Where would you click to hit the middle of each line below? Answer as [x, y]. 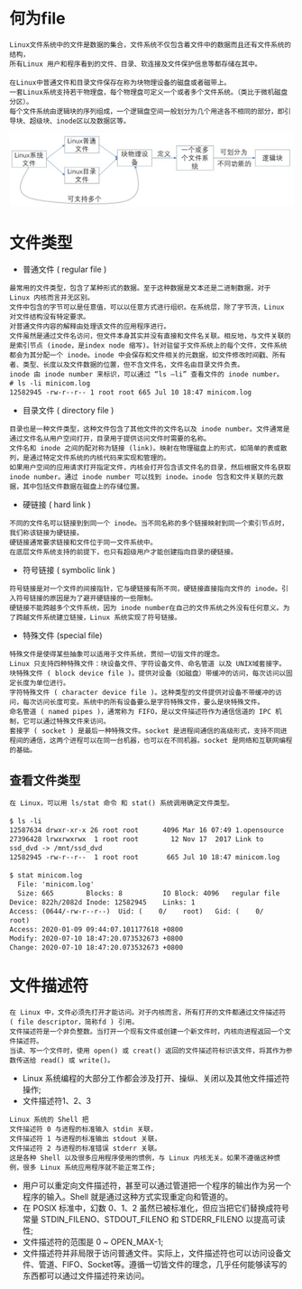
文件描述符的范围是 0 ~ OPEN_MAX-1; [93, 1242]
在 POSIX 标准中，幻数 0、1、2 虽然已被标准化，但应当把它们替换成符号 [156, 1208]
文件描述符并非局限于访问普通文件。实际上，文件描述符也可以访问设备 [153, 1253]
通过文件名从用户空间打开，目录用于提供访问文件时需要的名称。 [110, 439]
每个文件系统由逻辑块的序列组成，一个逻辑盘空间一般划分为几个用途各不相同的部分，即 [147, 111]
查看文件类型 [45, 780]
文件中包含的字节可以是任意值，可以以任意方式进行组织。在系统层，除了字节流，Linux [147, 308]
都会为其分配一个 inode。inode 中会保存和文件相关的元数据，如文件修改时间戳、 [141, 356]
